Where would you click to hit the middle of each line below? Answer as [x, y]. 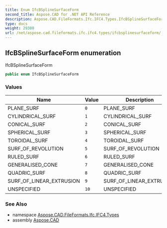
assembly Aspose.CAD [36, 220]
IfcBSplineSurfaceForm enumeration [63, 53]
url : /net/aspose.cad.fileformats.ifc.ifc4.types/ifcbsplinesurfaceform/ [83, 33]
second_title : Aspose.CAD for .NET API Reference [58, 14]
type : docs [16, 24]
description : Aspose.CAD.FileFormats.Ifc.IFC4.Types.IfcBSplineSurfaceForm [85, 19]
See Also [16, 204]
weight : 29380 [20, 28]
